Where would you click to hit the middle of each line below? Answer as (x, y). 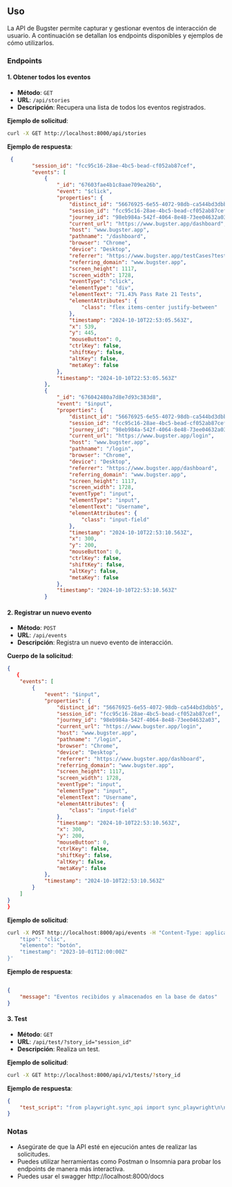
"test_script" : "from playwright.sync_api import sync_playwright (117, 1107)
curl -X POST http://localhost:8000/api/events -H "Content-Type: (105, 933)
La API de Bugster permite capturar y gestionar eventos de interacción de (112, 28)
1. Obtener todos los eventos (49, 77)
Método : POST (37, 628)
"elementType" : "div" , (101, 288)
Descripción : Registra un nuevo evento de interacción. (95, 642)
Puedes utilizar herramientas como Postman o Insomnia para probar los (119, 1161)
